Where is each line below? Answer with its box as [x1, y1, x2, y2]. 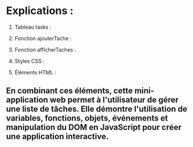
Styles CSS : [14, 57, 45, 64]
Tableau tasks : [14, 23, 52, 30]
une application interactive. [6, 132, 109, 142]
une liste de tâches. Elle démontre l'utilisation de [6, 104, 188, 114]
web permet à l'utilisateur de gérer [49, 95, 179, 105]
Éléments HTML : [14, 69, 57, 76]
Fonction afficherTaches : [14, 46, 76, 53]
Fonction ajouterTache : [14, 35, 72, 42]
